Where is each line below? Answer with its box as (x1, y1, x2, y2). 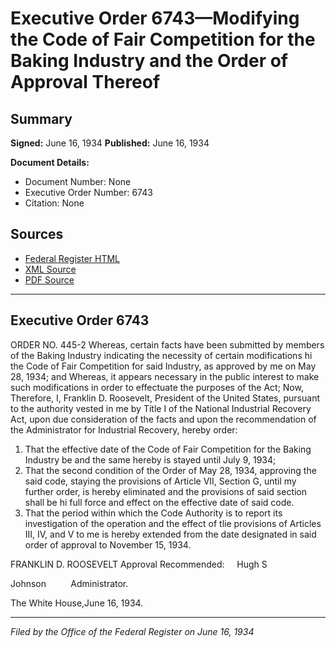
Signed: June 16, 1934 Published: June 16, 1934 (10, 137, 210, 149)
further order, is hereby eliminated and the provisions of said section (24, 485, 308, 497)
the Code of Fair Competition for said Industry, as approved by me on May (10, 360, 317, 372)
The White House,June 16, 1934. (10, 597, 144, 609)
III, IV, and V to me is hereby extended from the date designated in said (24, 528, 317, 540)
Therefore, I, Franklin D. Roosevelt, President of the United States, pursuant (10, 392, 320, 404)
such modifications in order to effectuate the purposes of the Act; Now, (10, 381, 304, 393)
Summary (10, 110, 73, 127)
